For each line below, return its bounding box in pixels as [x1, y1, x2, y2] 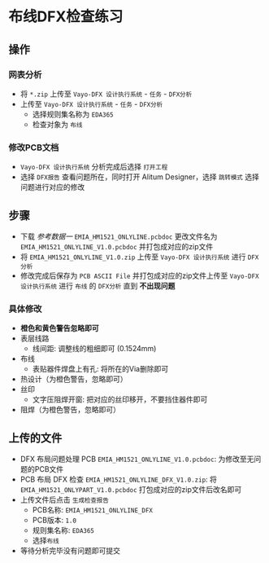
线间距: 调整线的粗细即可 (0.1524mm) [32, 344, 157, 354]
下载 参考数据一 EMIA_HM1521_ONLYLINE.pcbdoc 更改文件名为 [20, 231, 218, 241]
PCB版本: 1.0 [32, 515, 77, 526]
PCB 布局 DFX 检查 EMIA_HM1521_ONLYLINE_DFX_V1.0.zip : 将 [20, 474, 218, 485]
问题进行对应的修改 [20, 183, 85, 192]
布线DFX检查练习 [8, 7, 124, 26]
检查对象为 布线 [32, 119, 83, 129]
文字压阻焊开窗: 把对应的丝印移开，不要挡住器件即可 [32, 394, 208, 404]
